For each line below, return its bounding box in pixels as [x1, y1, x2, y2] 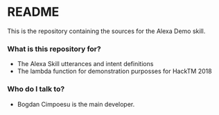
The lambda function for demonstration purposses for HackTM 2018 [17, 67, 213, 76]
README [7, 4, 60, 20]
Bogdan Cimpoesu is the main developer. [17, 100, 135, 108]
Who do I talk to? [7, 84, 65, 94]
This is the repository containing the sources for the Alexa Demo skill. [7, 27, 206, 35]
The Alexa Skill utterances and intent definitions [17, 60, 154, 68]
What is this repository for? [7, 44, 102, 54]
